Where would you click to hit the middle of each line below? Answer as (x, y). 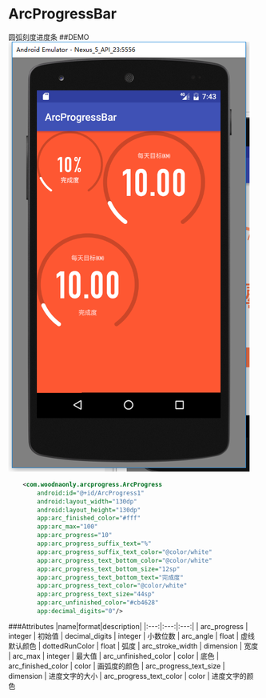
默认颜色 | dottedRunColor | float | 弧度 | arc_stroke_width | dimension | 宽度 (133, 646)
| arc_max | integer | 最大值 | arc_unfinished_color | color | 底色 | (114, 656)
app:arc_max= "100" (67, 527)
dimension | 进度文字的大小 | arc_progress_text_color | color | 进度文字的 (128, 676)
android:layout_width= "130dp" (87, 501)
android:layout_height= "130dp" (89, 510)
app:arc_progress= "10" (75, 536)
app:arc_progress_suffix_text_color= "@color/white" (125, 552)
